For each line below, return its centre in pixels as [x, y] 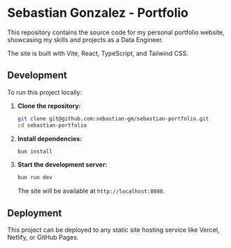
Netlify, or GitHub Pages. [43, 237]
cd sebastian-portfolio [52, 125]
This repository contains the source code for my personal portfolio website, [116, 32]
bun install [35, 151]
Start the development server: [62, 165]
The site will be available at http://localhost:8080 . [91, 191]
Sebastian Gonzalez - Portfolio [98, 13]
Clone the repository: [49, 106]
